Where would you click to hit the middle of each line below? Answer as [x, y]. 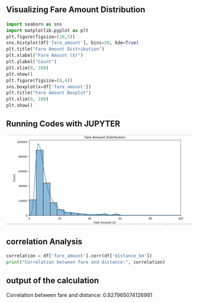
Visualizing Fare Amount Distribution [76, 10]
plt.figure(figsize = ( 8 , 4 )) [39, 80]
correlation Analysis [44, 242]
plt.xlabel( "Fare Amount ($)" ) [45, 56]
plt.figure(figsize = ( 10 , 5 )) [41, 37]
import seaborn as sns [34, 24]
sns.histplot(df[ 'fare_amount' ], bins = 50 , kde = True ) [73, 43]
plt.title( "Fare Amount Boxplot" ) [49, 93]
